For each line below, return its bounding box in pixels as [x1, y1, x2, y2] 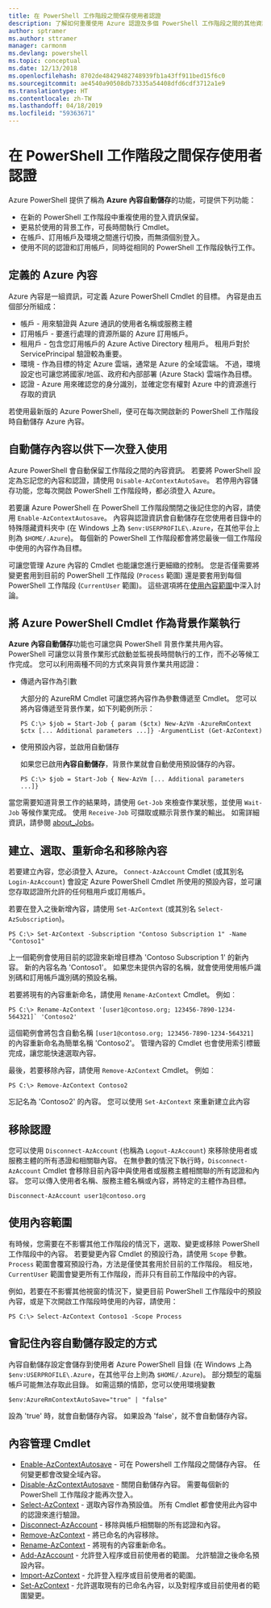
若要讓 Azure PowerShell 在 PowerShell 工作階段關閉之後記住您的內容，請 [8, 502, 254, 513]
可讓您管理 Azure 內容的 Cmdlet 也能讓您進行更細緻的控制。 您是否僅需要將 [8, 560, 260, 570]
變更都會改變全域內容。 [27, 1470, 106, 1480]
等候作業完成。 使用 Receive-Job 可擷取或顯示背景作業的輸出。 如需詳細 [21, 808, 260, 818]
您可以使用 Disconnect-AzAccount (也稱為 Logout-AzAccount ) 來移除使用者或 [8, 1145, 258, 1155]
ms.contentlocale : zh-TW [8, 94, 92, 103]
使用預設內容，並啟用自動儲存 [19, 742, 119, 752]
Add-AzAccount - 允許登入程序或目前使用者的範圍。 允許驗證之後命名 [19, 1551, 252, 1560]
